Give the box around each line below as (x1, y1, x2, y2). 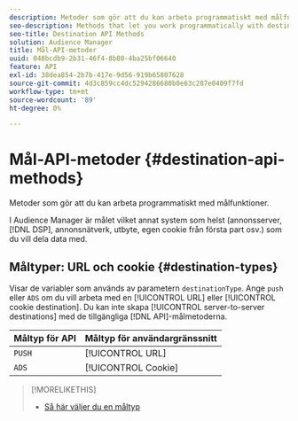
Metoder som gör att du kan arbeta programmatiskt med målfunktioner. (9, 198, 270, 208)
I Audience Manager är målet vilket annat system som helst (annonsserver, (9, 214, 282, 226)
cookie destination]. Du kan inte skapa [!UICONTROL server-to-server (9, 302, 265, 312)
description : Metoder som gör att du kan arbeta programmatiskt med (9, 12, 268, 22)
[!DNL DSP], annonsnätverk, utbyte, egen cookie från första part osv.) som (9, 224, 282, 235)
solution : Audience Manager (9, 37, 114, 47)
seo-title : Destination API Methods (9, 29, 145, 38)
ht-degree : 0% (9, 104, 62, 113)
